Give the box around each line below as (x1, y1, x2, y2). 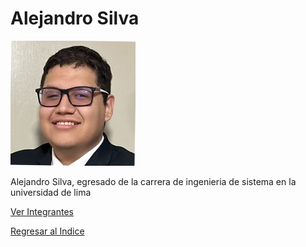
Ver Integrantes (10, 205, 74, 217)
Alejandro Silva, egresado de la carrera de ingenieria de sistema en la (10, 175, 297, 187)
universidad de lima (10, 186, 92, 198)
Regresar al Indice (10, 225, 85, 237)
